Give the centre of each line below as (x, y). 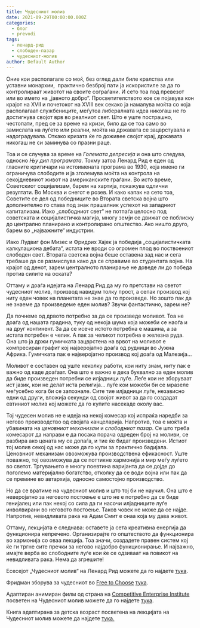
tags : (13, 39)
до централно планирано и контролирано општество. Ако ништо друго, (98, 224)
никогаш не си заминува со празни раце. (59, 142)
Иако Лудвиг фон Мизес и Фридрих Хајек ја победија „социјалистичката (99, 242)
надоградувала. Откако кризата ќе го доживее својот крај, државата (94, 136)
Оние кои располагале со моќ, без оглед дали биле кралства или (90, 79)
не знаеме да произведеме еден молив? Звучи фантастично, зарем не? (98, 304)
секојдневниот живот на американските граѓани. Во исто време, (89, 179)
